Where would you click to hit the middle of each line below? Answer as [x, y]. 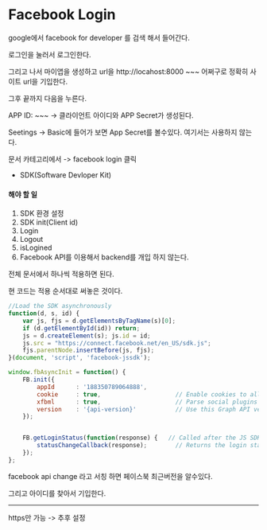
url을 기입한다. [45, 81]
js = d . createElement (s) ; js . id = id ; [87, 336]
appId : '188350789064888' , [92, 387]
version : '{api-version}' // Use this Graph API [143, 409]
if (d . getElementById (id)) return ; [81, 328]
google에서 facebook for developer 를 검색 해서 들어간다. [99, 37]
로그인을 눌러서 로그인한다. [50, 54]
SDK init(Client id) [48, 222]
